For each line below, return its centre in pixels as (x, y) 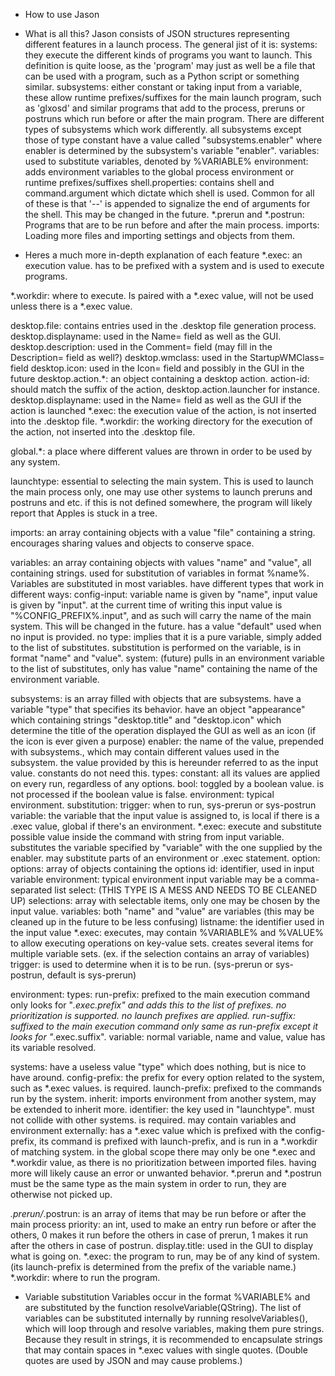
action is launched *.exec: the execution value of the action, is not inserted (163, 410)
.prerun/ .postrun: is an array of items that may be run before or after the (158, 1213)
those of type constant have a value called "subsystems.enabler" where (173, 140)
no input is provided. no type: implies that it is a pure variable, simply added (166, 637)
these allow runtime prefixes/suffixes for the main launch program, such (173, 97)
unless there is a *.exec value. (71, 306)
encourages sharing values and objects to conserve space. (132, 543)
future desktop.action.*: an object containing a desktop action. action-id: (160, 378)
